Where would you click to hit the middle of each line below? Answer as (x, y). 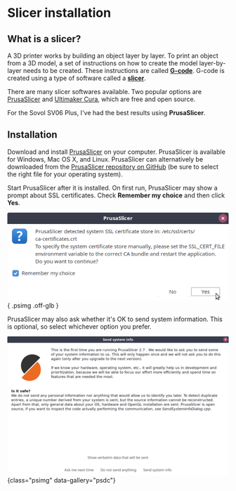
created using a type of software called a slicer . (77, 78)
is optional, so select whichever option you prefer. (80, 327)
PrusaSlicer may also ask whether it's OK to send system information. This (115, 319)
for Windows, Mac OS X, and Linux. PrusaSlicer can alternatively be (105, 159)
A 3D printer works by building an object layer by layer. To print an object (113, 55)
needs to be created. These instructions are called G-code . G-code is (124, 71)
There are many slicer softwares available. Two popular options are (105, 92)
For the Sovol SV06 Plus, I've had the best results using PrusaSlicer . (106, 113)
